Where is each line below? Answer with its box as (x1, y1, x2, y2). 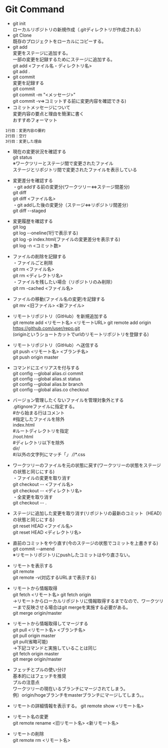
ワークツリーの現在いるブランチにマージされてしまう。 (12, 685, 128, 692)
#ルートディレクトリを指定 (12, 428, 69, 434)
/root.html (12, 433, 33, 439)
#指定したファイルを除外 (12, 416, 65, 422)
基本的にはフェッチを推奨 (12, 673, 66, 679)
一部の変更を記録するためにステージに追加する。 (12, 56, 115, 62)
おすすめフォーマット (12, 117, 57, 123)
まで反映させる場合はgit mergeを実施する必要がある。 (17, 604, 131, 610)
